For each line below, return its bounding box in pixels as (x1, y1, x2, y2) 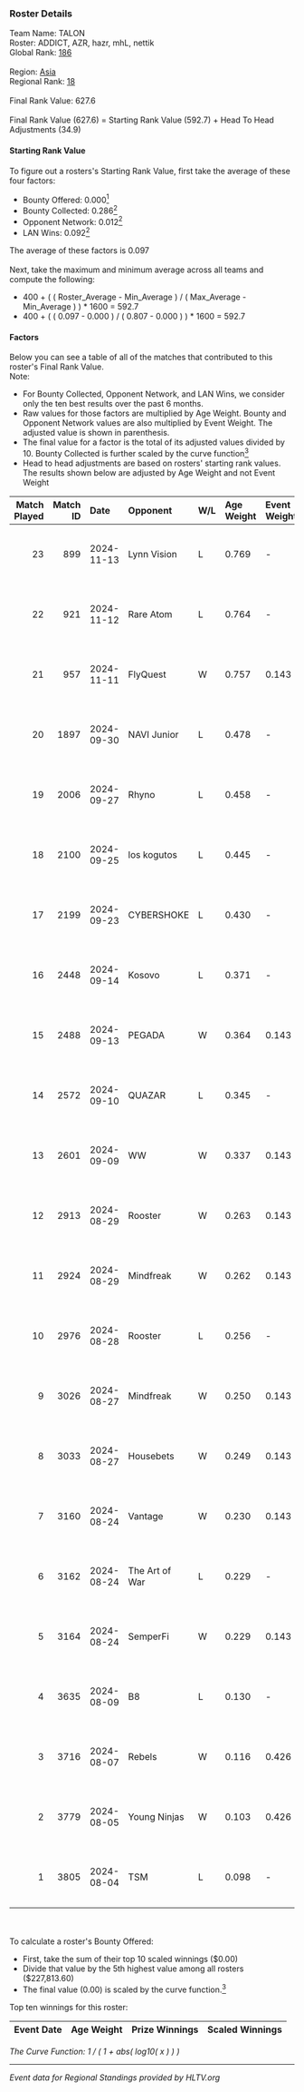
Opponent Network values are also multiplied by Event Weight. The (22, 417, 273, 428)
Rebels (128, 1750, 157, 1763)
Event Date (14, 2023, 62, 2036)
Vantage (128, 1509, 164, 1522)
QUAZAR (128, 1088, 166, 1101)
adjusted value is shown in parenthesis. (22, 427, 170, 438)
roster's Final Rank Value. (9, 361, 104, 372)
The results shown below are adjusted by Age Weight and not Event (22, 467, 276, 478)
